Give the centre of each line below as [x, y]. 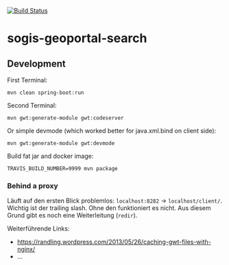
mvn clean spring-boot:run [46, 93]
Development [37, 64]
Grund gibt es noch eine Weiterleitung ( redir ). [72, 216]
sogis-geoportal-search [77, 38]
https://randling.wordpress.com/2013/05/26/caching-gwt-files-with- [114, 242]
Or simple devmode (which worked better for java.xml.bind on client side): [112, 131]
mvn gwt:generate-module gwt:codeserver [66, 118]
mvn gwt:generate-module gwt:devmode [61, 143]
